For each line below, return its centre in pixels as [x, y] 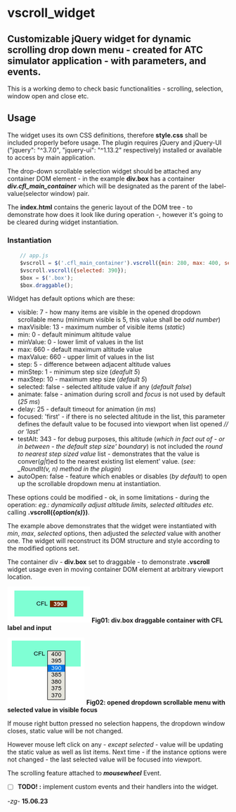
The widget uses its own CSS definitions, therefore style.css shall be [107, 135]
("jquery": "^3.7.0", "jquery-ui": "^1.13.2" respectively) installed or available [115, 150]
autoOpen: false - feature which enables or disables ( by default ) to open [122, 476]
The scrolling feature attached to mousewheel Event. [84, 773]
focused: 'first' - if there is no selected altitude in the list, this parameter [121, 417]
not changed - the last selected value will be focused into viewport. [105, 759]
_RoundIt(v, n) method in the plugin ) [69, 469]
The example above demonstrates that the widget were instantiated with [112, 526]
